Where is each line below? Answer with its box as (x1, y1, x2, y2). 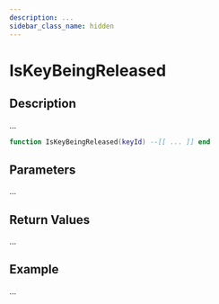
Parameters (9, 162, 76, 177)
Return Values (9, 212, 91, 228)
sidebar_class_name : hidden (9, 22, 115, 31)
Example (9, 262, 59, 277)
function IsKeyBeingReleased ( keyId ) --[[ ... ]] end (9, 137, 211, 147)
